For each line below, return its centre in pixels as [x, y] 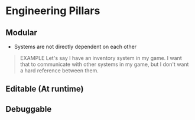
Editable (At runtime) [45, 89]
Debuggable [29, 109]
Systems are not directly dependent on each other [75, 46]
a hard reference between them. [59, 71]
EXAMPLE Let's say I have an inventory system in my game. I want [101, 58]
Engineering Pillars [53, 11]
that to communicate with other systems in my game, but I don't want [104, 64]
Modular [22, 33]
